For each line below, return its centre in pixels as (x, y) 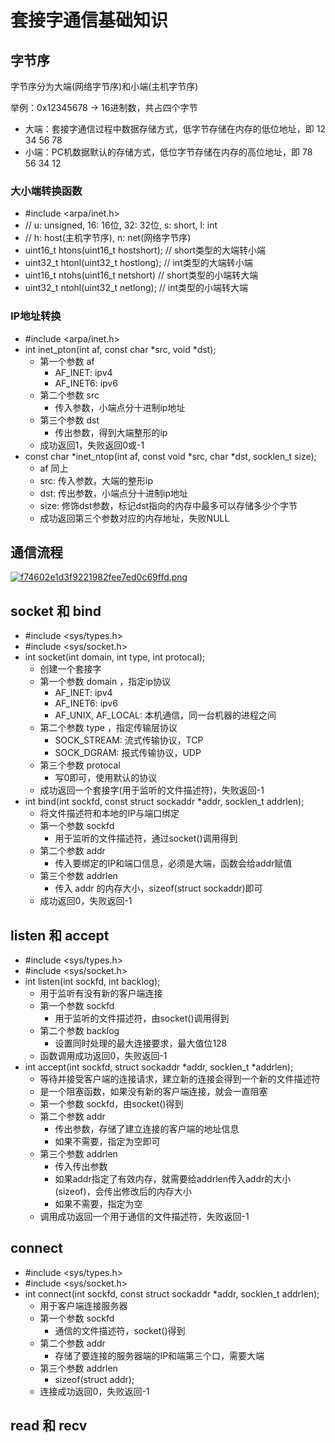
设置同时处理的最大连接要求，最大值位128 (141, 1043)
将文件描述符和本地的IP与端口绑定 (109, 813)
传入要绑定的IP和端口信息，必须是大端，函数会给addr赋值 (173, 863)
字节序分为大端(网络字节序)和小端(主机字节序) (104, 86)
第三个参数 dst (69, 420)
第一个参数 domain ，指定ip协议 (105, 682)
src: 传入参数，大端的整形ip (96, 480)
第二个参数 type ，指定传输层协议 (108, 728)
